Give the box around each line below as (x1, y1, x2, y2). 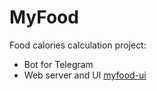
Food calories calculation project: (9, 39, 147, 51)
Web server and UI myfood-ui (23, 69, 147, 81)
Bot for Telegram (23, 58, 94, 70)
